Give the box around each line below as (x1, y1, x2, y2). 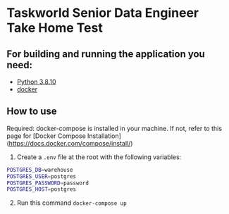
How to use (6, 106, 57, 118)
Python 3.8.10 (16, 77, 57, 86)
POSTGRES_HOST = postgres (6, 186, 77, 193)
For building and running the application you (6, 48, 205, 60)
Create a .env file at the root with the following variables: (16, 153, 182, 161)
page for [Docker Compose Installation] (6, 132, 121, 140)
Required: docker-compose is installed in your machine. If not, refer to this (6, 124, 223, 132)
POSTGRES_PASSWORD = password (6, 180, 89, 187)
